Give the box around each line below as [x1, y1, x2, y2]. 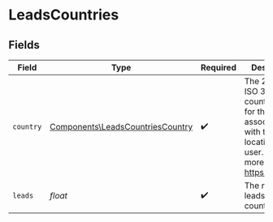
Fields [8, 38, 41, 52]
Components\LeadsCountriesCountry [50, 122, 193, 132]
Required [200, 62, 237, 73]
